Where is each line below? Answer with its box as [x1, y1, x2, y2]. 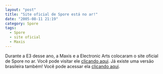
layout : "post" [5, 7, 36, 12]
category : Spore [5, 21, 38, 26]
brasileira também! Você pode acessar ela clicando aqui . [5, 63, 120, 69]
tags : [5, 26, 16, 31]
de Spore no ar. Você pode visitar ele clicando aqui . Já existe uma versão [5, 58, 154, 64]
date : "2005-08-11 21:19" [5, 16, 58, 21]
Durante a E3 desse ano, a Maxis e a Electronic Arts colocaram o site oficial [5, 53, 159, 59]
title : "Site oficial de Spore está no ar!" [5, 12, 98, 17]
